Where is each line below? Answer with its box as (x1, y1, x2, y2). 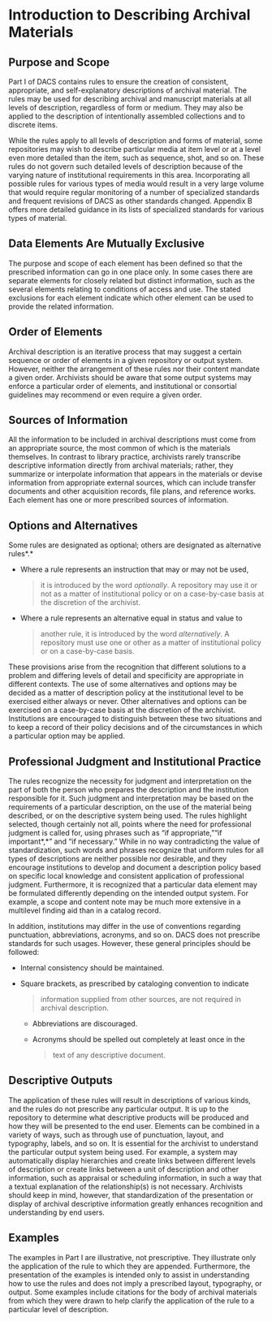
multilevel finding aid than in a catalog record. (8, 905, 162, 915)
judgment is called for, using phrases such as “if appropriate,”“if (8, 828, 222, 838)
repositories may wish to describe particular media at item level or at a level (8, 145, 261, 153)
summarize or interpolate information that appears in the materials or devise (8, 469, 263, 479)
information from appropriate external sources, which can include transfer (8, 477, 257, 488)
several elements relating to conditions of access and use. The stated (8, 284, 241, 294)
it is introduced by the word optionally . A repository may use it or (40, 581, 258, 590)
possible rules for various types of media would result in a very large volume (8, 179, 265, 188)
